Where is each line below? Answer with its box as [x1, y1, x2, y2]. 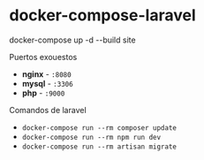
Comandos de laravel [9, 104, 87, 115]
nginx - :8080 [21, 68, 72, 80]
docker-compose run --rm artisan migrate [21, 142, 177, 151]
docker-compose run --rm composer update [21, 123, 177, 133]
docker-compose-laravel [9, 5, 196, 26]
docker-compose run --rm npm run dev [21, 133, 162, 141]
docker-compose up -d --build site [9, 34, 136, 45]
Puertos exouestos [9, 51, 78, 62]
